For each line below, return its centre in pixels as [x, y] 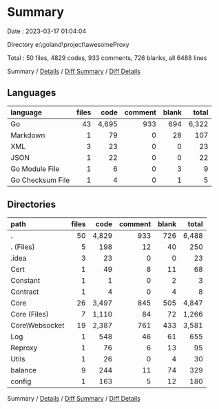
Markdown [28, 135]
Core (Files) [30, 314]
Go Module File [35, 168]
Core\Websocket [38, 325]
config [21, 381]
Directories [32, 204]
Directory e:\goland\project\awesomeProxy [68, 44]
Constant [25, 280]
